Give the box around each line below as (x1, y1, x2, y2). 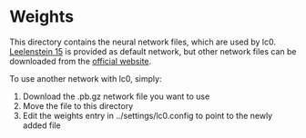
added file (22, 120, 61, 131)
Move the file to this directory (22, 100, 134, 111)
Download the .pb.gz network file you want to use (22, 91, 210, 102)
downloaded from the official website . (9, 55, 152, 66)
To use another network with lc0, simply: (9, 73, 162, 84)
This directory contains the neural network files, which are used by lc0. (9, 36, 276, 47)
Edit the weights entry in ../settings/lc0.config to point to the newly (22, 110, 273, 121)
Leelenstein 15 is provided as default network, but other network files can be (9, 45, 297, 56)
